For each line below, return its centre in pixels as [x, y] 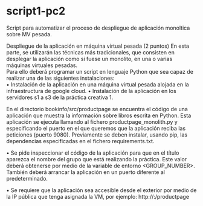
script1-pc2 [36, 11]
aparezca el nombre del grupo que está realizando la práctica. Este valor [97, 159]
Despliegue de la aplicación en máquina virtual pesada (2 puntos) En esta [98, 46]
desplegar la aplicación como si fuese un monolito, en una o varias [89, 59]
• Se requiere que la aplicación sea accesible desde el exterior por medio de [102, 190]
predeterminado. [27, 178]
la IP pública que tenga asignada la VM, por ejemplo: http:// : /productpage [98, 196]
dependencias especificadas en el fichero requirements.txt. [80, 141]
